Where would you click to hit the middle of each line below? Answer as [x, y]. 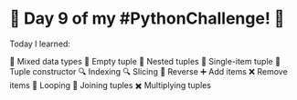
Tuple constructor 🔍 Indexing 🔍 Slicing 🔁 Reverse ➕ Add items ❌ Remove [148, 71]
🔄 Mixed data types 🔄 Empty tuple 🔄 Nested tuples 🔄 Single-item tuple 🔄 [145, 61]
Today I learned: [40, 44]
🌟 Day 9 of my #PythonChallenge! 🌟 [147, 19]
